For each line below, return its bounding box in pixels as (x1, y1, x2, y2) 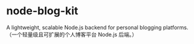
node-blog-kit (6, 4, 79, 18)
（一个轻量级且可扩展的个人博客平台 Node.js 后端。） (6, 31, 138, 38)
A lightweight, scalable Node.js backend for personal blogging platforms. (6, 24, 189, 31)
